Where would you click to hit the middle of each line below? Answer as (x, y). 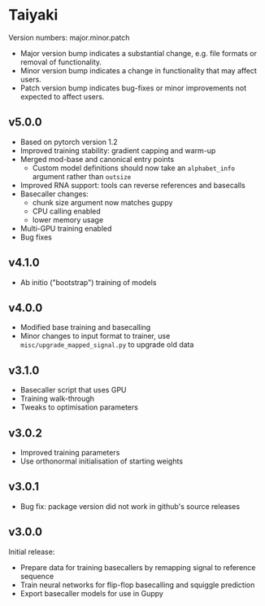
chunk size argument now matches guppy (102, 202)
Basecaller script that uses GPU (73, 390)
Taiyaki (33, 15)
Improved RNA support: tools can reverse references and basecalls (132, 185)
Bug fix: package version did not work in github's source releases (130, 506)
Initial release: (32, 551)
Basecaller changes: (54, 194)
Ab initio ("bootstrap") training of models (88, 282)
